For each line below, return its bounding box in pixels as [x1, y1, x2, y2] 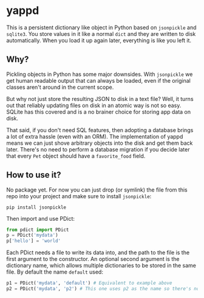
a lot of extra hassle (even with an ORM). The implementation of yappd [6, 133, 183, 140]
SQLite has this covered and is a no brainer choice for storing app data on [6, 108, 191, 116]
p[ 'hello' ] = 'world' [6, 238, 61, 244]
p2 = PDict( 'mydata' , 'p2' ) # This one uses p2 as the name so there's [6, 286, 191, 292]
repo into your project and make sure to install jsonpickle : [6, 192, 152, 199]
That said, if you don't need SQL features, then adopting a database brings [6, 126, 194, 134]
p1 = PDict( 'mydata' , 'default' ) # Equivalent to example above [6, 280, 172, 286]
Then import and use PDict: [6, 215, 75, 222]
